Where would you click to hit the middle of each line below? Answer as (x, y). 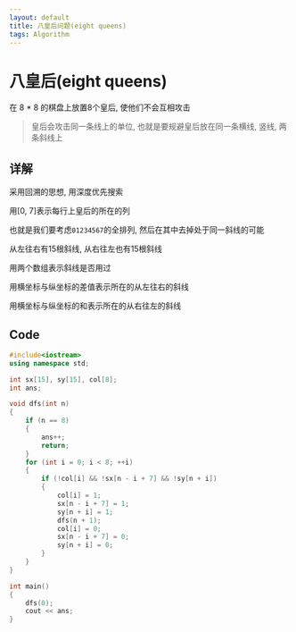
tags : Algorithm (39, 34)
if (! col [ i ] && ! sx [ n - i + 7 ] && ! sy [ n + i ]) (129, 479)
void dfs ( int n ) (39, 404)
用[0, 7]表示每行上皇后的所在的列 (70, 211)
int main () (29, 586)
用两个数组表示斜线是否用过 (60, 268)
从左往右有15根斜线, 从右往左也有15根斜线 (86, 249)
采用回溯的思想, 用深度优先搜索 (66, 192)
